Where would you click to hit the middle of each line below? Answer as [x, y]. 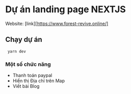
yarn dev [17, 51]
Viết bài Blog [26, 86]
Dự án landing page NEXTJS [65, 9]
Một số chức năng [28, 64]
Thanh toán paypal [32, 76]
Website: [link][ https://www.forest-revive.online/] [57, 24]
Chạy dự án [24, 40]
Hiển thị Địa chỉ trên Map [39, 81]
